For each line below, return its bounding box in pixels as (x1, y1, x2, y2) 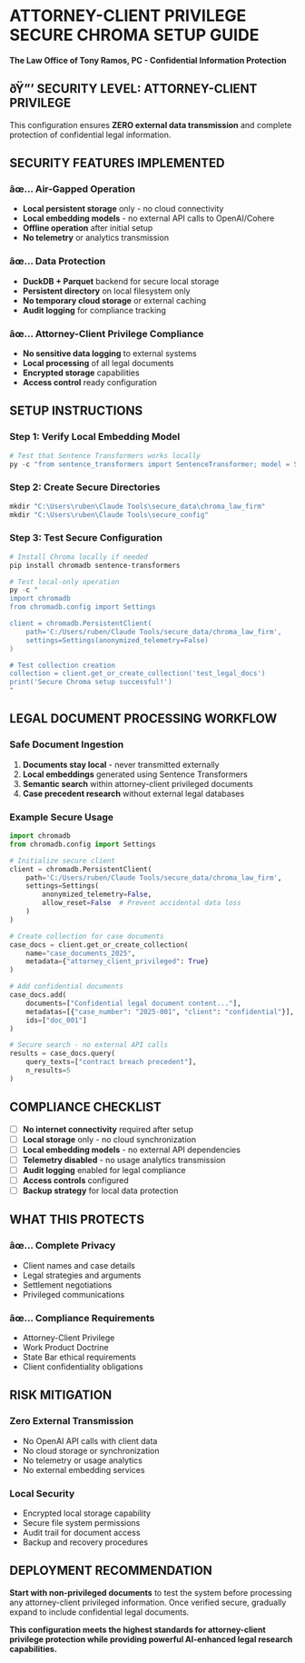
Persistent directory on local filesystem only (22, 285, 191, 296)
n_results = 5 (25, 1066, 71, 1075)
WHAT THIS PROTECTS (9, 1212, 145, 1228)
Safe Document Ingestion (9, 738, 124, 751)
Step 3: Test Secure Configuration (9, 532, 163, 544)
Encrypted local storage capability (22, 1508, 152, 1519)
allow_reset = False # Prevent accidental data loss (42, 899, 242, 908)
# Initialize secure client (9, 856, 116, 865)
